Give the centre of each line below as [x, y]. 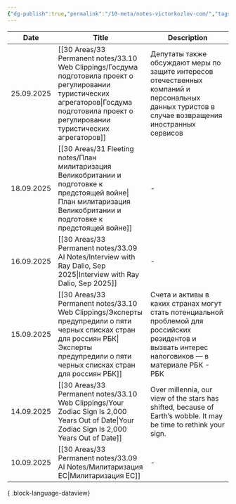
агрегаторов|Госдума [95, 102]
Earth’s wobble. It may [186, 415]
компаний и [170, 89]
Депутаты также [178, 53]
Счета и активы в [179, 295]
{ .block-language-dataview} [49, 493]
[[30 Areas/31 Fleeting [96, 148]
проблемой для [177, 321]
